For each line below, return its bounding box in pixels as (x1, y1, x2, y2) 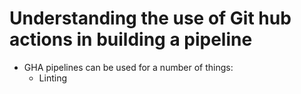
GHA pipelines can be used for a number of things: (23, 61, 234, 73)
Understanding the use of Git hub (9, 7, 292, 30)
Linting (38, 72, 67, 84)
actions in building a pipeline (9, 28, 253, 51)
